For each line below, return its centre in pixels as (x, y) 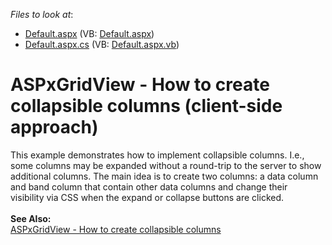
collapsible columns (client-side (146, 106)
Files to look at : (42, 14)
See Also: (31, 218)
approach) (54, 127)
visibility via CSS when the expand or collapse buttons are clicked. (147, 197)
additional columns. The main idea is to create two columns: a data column (164, 176)
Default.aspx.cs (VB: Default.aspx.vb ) (102, 44)
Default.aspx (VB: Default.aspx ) (89, 33)
